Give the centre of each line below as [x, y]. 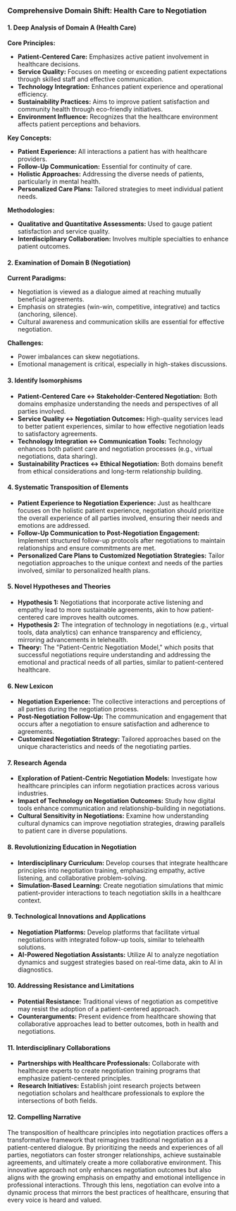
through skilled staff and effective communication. [91, 79]
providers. [32, 159]
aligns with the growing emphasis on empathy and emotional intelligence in [116, 1178]
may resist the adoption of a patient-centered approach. [99, 1008]
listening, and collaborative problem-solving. [82, 878]
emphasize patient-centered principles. [75, 1078]
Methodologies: [31, 210]
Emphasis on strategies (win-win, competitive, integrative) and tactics [119, 307]
